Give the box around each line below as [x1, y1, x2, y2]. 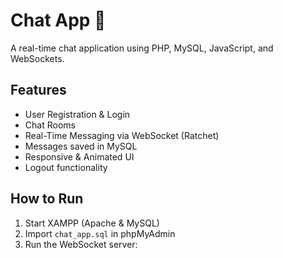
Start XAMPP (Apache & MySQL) [24, 217, 160, 229]
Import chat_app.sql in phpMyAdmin [24, 227, 176, 239]
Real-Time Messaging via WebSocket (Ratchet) [24, 129, 220, 141]
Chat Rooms [24, 119, 76, 131]
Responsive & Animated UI [24, 150, 135, 163]
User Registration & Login [24, 108, 131, 120]
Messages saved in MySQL [24, 140, 138, 152]
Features [10, 82, 67, 99]
